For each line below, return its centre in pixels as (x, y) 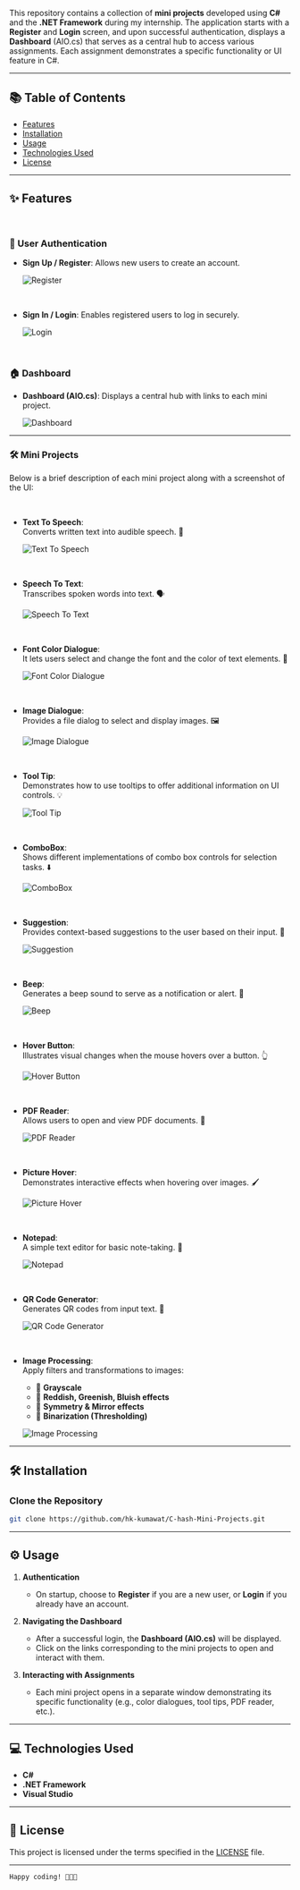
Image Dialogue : (53, 710)
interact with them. (70, 1657)
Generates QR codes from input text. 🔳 (93, 1309)
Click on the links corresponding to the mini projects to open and (154, 1648)
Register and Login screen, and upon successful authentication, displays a (147, 32)
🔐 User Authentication (58, 243)
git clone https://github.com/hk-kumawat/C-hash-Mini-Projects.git (137, 1520)
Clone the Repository (56, 1500)
